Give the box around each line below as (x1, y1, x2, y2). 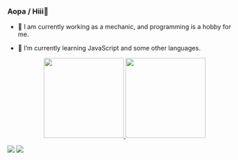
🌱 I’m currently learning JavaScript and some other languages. (17, 44, 201, 53)
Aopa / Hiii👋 (7, 6, 49, 16)
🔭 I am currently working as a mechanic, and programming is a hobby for (17, 23, 232, 31)
